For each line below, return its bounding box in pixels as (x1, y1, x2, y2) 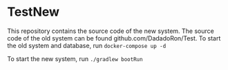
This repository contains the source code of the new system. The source (7, 27, 214, 35)
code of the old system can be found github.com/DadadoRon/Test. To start (7, 34, 221, 42)
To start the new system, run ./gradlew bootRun (7, 54, 143, 62)
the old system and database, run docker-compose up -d (7, 41, 167, 49)
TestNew (7, 4, 60, 20)
